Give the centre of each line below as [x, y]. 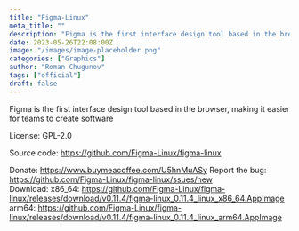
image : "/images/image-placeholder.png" [85, 51]
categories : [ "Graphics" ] [57, 59]
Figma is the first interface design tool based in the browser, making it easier [149, 108]
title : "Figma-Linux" [49, 17]
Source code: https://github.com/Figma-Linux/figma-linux [115, 153]
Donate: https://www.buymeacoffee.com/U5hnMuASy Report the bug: [138, 170]
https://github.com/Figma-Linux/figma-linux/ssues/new [111, 179]
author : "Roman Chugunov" [57, 68]
